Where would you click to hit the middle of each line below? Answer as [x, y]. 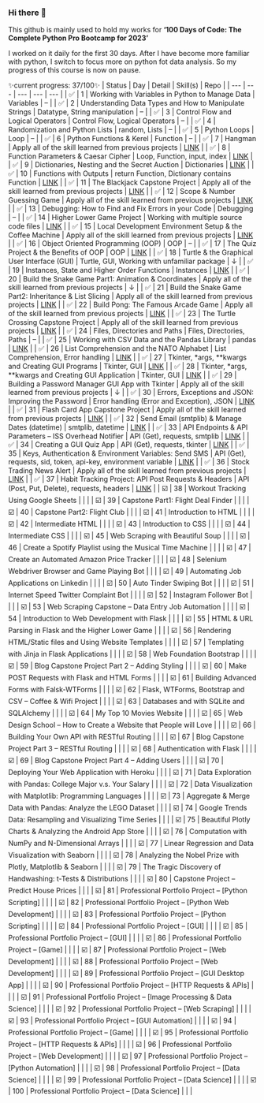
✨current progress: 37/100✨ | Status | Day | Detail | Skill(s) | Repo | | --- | [127, 85]
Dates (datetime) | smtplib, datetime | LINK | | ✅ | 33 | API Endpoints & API [128, 427]
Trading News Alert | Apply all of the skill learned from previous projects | [127, 471]
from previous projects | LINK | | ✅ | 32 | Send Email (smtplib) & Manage [125, 419]
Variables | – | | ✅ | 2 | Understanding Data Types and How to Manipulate [126, 103]
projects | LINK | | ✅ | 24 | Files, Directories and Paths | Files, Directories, [127, 331]
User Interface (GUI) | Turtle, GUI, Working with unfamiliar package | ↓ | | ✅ [131, 261]
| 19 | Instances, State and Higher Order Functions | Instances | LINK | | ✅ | [129, 270]
